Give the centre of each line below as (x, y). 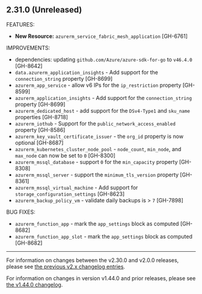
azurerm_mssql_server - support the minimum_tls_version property (97, 175)
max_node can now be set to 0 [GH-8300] (65, 155)
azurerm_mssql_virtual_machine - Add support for (76, 187)
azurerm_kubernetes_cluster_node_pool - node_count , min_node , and (98, 149)
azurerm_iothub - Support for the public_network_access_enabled (95, 124)
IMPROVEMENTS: (28, 48)
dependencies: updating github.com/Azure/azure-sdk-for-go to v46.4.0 (103, 59)
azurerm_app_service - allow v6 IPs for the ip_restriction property (98, 85)
